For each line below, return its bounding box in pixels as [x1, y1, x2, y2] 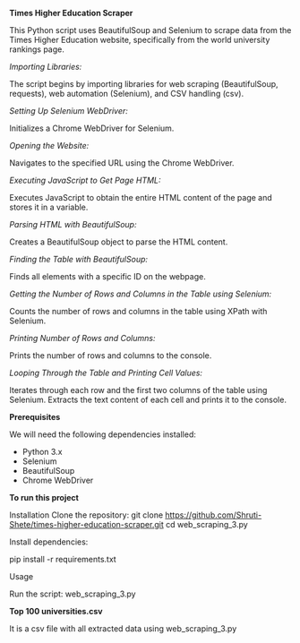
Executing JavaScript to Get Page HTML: [9, 175, 161, 185]
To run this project [9, 493, 79, 502]
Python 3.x [21, 447, 63, 457]
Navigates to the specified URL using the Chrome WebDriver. [9, 158, 235, 168]
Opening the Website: [9, 141, 90, 150]
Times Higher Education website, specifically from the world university [9, 35, 270, 45]
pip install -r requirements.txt [9, 554, 116, 564]
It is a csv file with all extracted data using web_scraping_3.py [9, 623, 237, 634]
